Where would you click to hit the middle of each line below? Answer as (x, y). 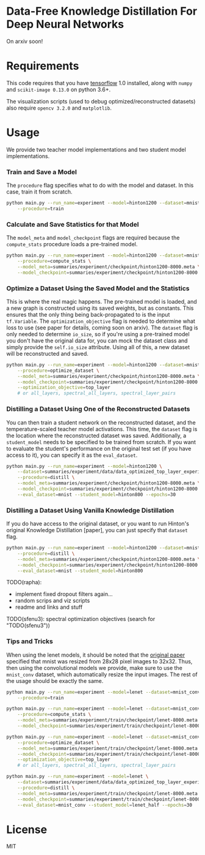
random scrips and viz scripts (52, 601)
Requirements (43, 66)
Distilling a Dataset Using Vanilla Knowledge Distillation (90, 510)
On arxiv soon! (25, 41)
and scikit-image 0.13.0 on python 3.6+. (59, 89)
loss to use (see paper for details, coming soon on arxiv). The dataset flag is (102, 327)
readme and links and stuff (49, 607)
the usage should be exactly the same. (55, 680)
